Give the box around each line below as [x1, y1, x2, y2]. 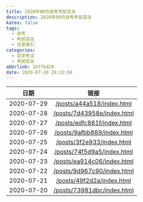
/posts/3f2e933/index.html [56, 138, 132, 146]
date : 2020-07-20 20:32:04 [6, 69, 73, 75]
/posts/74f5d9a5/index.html [54, 148, 134, 156]
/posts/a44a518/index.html [55, 100, 132, 108]
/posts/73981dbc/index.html [53, 186, 134, 194]
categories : [6, 47, 35, 53]
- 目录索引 [11, 42, 35, 48]
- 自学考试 [11, 53, 35, 59]
